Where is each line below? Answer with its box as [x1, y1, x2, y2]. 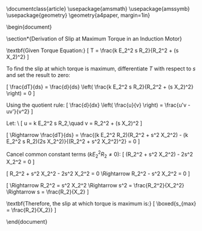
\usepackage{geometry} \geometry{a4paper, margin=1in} [6, 12, 151, 19]
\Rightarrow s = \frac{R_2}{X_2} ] [6, 188, 90, 196]
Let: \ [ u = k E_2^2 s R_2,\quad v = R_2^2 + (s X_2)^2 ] [6, 119, 143, 127]
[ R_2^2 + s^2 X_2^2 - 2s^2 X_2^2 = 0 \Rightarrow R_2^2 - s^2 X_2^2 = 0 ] [6, 170, 191, 178]
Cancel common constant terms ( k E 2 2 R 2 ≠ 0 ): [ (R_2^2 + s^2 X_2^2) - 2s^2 [6, 150, 194, 159]
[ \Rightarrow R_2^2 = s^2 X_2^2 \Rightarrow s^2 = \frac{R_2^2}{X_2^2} [6, 182, 184, 189]
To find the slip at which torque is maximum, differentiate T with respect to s [6, 65, 196, 72]
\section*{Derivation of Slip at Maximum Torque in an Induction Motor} [6, 35, 183, 42]
